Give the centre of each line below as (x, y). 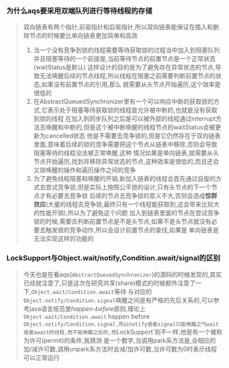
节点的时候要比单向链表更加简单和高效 (83, 36)
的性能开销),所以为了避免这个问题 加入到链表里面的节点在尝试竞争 (126, 213)
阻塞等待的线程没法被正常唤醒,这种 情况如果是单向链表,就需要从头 (126, 153)
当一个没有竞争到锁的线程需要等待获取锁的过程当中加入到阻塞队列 (126, 50)
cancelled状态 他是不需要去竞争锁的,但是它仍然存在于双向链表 (133, 136)
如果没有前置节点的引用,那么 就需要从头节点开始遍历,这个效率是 (131, 84)
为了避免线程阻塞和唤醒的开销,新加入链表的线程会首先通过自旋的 (124, 179)
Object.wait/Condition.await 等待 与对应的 (92, 291)
